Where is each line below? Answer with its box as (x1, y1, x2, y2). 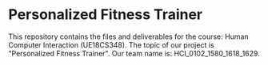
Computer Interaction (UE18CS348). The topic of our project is (8, 40, 214, 49)
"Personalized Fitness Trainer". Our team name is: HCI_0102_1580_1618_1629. (8, 48, 260, 58)
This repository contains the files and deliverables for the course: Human (8, 32, 250, 41)
